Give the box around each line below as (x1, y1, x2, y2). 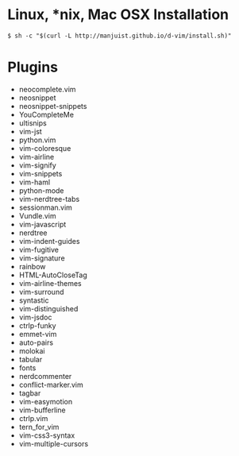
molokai (18, 346, 45, 355)
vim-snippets (18, 168, 63, 178)
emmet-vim (18, 329, 57, 338)
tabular (18, 354, 43, 364)
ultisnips (18, 118, 47, 128)
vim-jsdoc (18, 312, 52, 322)
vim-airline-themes (18, 278, 82, 288)
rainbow (18, 261, 46, 271)
